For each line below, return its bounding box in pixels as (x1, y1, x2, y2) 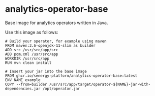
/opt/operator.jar (42, 86, 80, 91)
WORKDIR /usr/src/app (5, 56, 50, 61)
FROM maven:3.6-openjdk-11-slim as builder (5, 43, 96, 48)
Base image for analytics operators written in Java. (5, 20, 108, 26)
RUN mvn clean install (5, 60, 52, 65)
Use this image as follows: (5, 29, 58, 35)
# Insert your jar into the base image (5, 69, 87, 74)
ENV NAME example (5, 77, 41, 82)
